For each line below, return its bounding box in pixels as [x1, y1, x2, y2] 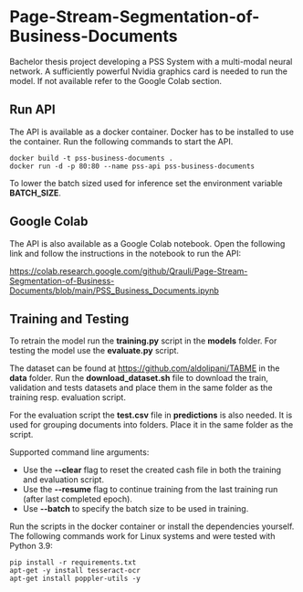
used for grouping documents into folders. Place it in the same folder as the [9, 419, 294, 430]
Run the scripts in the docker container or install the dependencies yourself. [9, 521, 295, 532]
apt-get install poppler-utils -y [9, 574, 141, 584]
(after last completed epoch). [22, 493, 132, 504]
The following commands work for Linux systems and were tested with [9, 531, 276, 542]
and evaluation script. [22, 474, 105, 485]
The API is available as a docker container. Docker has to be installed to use [9, 126, 295, 137]
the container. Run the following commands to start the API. [9, 135, 234, 147]
